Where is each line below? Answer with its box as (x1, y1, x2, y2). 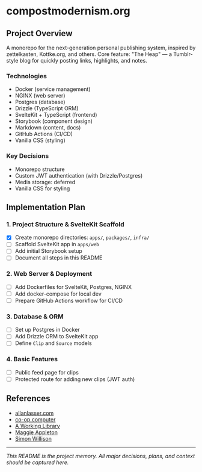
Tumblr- (173, 51, 194, 58)
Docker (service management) (14, 85, 91, 93)
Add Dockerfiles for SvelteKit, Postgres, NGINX (14, 283, 132, 290)
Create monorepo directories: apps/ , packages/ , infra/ (14, 234, 150, 241)
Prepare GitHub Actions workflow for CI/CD (14, 297, 123, 304)
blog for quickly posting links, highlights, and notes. (19, 57, 147, 64)
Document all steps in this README (14, 254, 103, 261)
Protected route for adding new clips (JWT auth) (14, 375, 135, 383)
